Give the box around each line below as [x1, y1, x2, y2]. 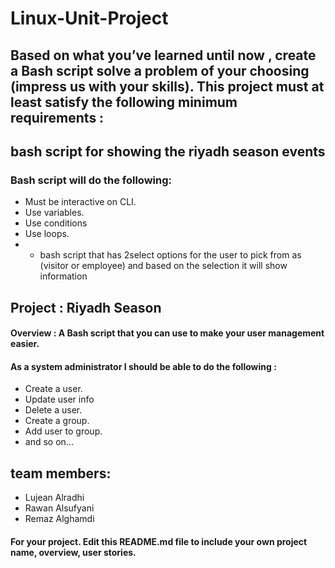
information [39, 270, 88, 282]
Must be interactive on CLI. [24, 196, 137, 208]
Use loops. [24, 228, 70, 240]
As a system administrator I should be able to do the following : [10, 360, 277, 372]
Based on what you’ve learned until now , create [10, 47, 317, 64]
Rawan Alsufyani [24, 502, 95, 514]
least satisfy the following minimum [10, 93, 238, 111]
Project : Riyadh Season [10, 299, 162, 316]
